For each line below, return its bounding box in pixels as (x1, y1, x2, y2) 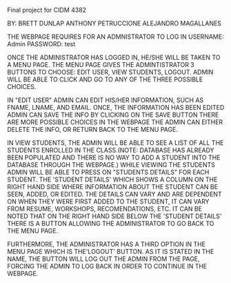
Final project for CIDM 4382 (7, 6, 87, 14)
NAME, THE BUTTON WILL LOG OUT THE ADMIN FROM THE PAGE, (7, 255, 200, 263)
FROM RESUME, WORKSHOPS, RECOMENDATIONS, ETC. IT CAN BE (7, 205, 202, 213)
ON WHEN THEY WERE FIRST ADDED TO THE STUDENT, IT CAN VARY (7, 197, 210, 206)
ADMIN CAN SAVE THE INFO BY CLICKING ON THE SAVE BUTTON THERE (7, 110, 219, 119)
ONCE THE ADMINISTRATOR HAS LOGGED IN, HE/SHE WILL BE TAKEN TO (7, 53, 221, 61)
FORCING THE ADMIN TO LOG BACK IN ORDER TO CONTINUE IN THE (7, 262, 208, 270)
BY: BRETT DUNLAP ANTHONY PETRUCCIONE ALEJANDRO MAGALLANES (7, 19, 222, 27)
